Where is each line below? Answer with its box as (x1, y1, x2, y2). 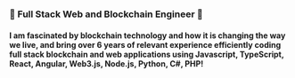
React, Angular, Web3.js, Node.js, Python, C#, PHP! (9, 58, 204, 69)
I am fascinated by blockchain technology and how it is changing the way (9, 30, 286, 41)
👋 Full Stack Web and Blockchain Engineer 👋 (9, 8, 203, 20)
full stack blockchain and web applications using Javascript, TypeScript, (9, 49, 284, 59)
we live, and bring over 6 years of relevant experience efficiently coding (9, 39, 282, 50)
